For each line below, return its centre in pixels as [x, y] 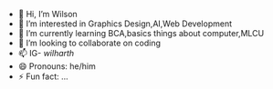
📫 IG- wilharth [46, 53]
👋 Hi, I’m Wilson [47, 14]
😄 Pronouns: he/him [57, 66]
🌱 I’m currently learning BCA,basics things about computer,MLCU [141, 33]
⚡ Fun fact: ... [43, 76]
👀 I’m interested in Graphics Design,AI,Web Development [125, 24]
